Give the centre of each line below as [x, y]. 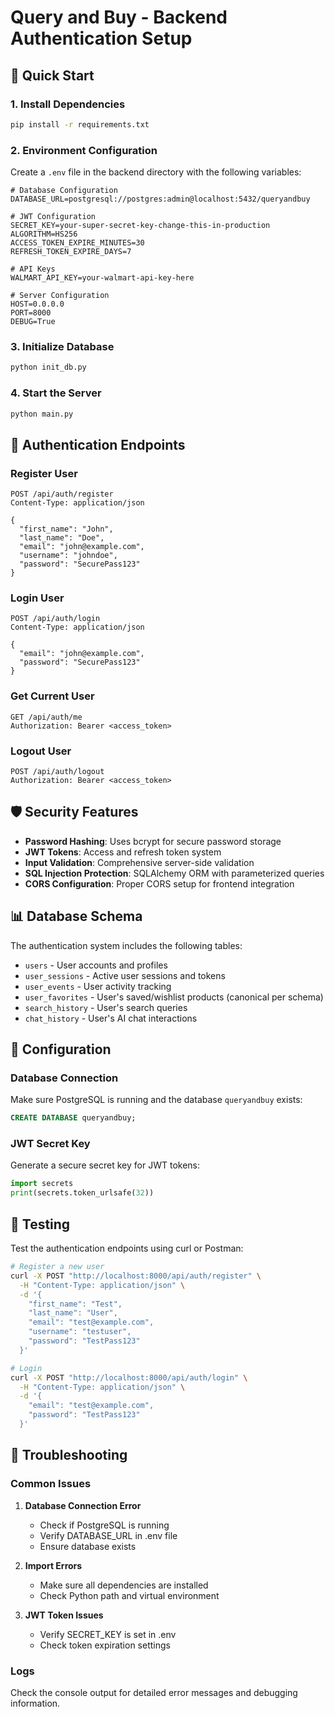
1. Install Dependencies [68, 104]
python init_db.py [48, 367]
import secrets [42, 1184]
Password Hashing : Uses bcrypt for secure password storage [153, 841]
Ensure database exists [88, 1546]
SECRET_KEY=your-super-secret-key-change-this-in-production [140, 226]
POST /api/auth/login [55, 619]
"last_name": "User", [73, 1313]
